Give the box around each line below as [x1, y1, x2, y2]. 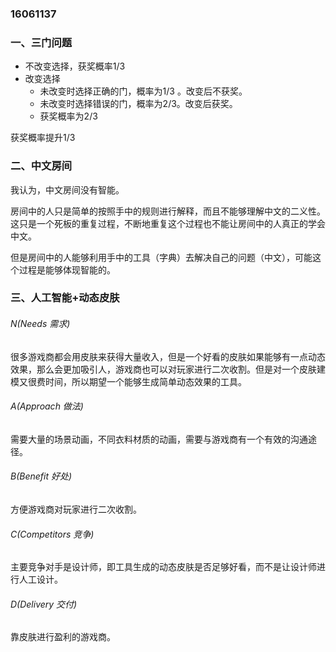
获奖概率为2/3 [39, 110, 98, 122]
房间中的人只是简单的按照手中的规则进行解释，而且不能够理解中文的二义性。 [10, 205, 326, 217]
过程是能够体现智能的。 [18, 263, 116, 276]
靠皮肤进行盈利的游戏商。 [10, 631, 116, 643]
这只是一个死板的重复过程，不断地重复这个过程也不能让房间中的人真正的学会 [10, 217, 326, 229]
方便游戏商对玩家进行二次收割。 [10, 503, 142, 516]
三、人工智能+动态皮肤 [10, 291, 120, 305]
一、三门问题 [10, 35, 73, 49]
